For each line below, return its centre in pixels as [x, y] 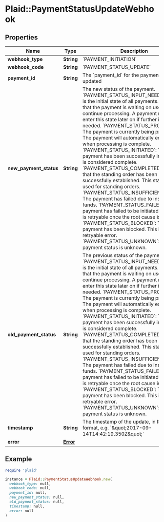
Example [19, 459]
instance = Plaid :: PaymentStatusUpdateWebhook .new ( [59, 479]
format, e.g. [95, 428]
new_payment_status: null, [37, 497]
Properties [21, 37]
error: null [22, 511]
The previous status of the [113, 255]
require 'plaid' [21, 470]
